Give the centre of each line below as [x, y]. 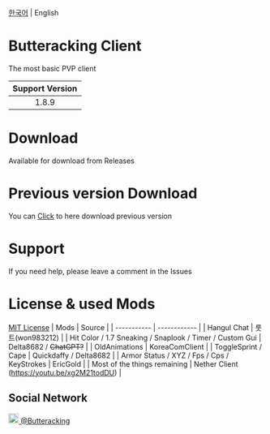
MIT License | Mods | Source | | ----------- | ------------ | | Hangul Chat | [131, 327]
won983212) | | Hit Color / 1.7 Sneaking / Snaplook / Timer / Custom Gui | [139, 337]
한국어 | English [34, 13]
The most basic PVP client [52, 68]
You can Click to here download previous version [90, 216]
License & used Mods [82, 304]
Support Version [45, 88]
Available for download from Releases [72, 161]
